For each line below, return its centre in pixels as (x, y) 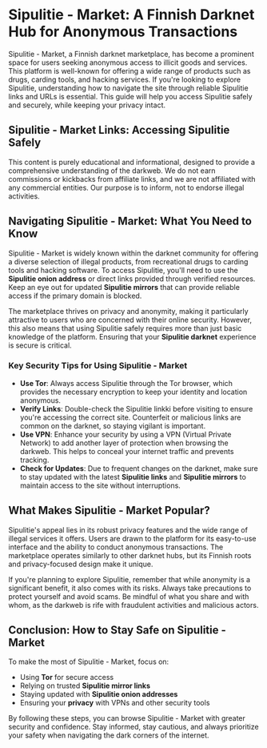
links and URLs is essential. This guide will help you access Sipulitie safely (131, 96)
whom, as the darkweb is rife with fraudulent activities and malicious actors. (133, 605)
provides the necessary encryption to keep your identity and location (133, 392)
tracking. (34, 460)
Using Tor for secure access (67, 678)
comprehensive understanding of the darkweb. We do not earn (112, 171)
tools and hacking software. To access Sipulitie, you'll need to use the (123, 270)
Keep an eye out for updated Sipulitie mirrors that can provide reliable (124, 287)
